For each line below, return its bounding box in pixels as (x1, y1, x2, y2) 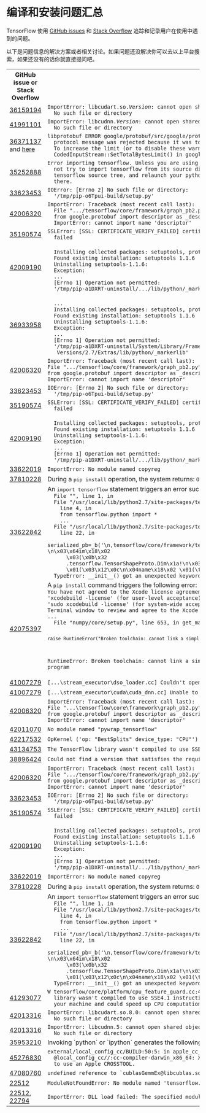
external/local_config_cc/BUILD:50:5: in (47, 1048, 170, 1055)
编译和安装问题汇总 (6, 6, 104, 20)
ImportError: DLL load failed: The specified (47, 1093, 183, 1101)
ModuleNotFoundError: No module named (47, 1080, 161, 1087)
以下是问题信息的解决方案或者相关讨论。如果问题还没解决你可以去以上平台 (6, 47, 194, 55)
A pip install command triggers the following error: (47, 581, 197, 589)
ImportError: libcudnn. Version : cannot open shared (47, 118, 202, 125)
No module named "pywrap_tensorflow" (47, 726, 158, 733)
